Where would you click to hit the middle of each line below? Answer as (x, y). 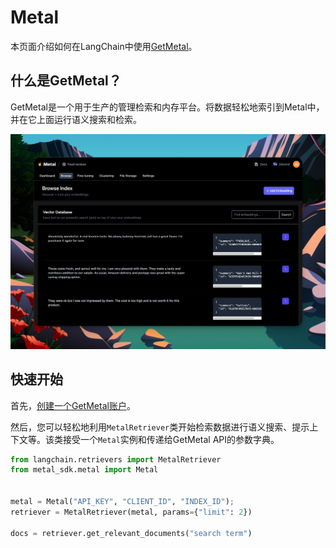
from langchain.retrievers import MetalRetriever (116, 459)
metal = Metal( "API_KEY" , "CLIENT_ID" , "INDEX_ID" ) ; (122, 502)
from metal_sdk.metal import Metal (84, 470)
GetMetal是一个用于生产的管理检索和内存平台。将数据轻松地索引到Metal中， (167, 107)
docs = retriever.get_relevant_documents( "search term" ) (131, 533)
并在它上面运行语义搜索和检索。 (76, 119)
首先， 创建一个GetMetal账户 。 (73, 405)
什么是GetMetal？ (66, 81)
